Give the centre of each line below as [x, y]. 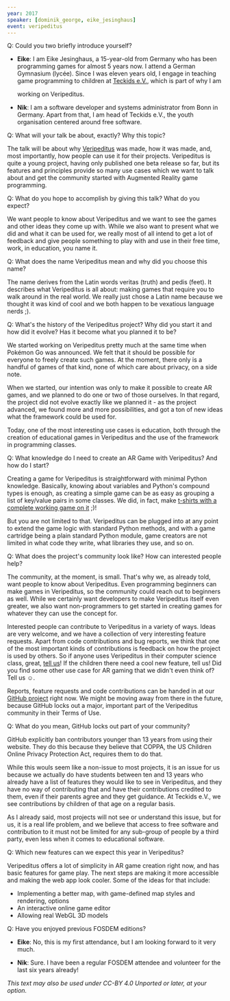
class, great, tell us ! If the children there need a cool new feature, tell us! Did [114, 663]
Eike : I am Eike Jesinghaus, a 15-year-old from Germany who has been [117, 59]
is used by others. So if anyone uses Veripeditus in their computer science [112, 656]
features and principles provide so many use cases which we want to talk [111, 171]
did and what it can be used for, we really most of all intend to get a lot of [110, 233]
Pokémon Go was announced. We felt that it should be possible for [101, 353]
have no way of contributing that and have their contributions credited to [110, 790]
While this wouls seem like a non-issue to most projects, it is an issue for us [114, 768]
